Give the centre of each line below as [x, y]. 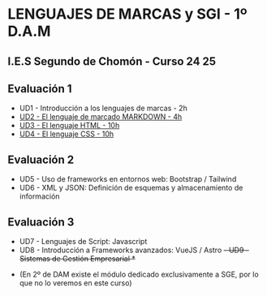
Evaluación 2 [41, 159]
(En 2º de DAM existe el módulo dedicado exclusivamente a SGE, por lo [139, 275]
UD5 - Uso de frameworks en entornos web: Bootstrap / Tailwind [128, 179]
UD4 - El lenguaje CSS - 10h [67, 134]
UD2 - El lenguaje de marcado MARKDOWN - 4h [101, 117]
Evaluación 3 [41, 222]
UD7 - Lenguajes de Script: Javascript [83, 242]
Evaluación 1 [40, 89]
